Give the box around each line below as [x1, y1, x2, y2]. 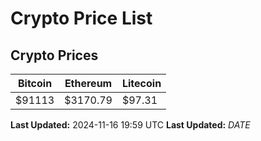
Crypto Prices [10, 47, 99, 64]
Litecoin [121, 77, 162, 90]
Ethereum [64, 77, 113, 90]
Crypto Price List [10, 7, 153, 30]
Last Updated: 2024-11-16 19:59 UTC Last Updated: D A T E [10, 119, 251, 131]
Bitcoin [17, 77, 53, 90]
